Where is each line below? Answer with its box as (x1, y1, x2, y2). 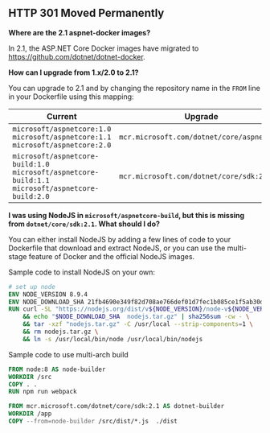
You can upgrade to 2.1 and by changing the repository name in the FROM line (8, 83, 261, 93)
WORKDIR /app (8, 410, 52, 418)
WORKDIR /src (8, 373, 52, 381)
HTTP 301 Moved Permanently (8, 6, 165, 20)
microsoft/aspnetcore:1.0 (12, 124, 112, 134)
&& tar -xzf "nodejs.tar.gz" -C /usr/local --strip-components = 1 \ (22, 320, 253, 328)
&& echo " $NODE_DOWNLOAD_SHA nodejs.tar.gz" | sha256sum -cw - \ (22, 313, 250, 321)
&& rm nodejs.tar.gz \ (22, 328, 99, 336)
